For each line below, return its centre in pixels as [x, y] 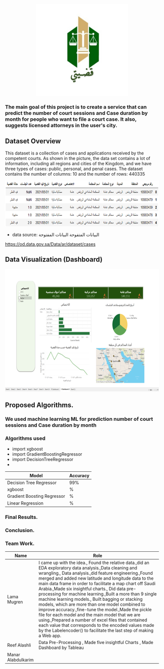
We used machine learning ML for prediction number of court [79, 419]
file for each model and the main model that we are [89, 615]
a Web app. [50, 636]
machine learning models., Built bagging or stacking [91, 599]
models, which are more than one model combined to [92, 604]
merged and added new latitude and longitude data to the [96, 578]
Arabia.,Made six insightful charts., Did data [82, 589]
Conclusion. [20, 530]
